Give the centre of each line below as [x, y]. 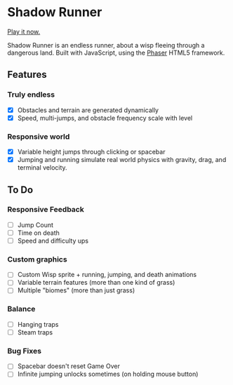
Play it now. [24, 32]
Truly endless [31, 95]
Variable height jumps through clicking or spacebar [91, 152]
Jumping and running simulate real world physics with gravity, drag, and [122, 160]
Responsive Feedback [46, 210]
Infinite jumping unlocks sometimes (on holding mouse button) [108, 374]
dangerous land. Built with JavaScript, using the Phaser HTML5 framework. [116, 53]
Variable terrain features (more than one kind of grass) [96, 283]
